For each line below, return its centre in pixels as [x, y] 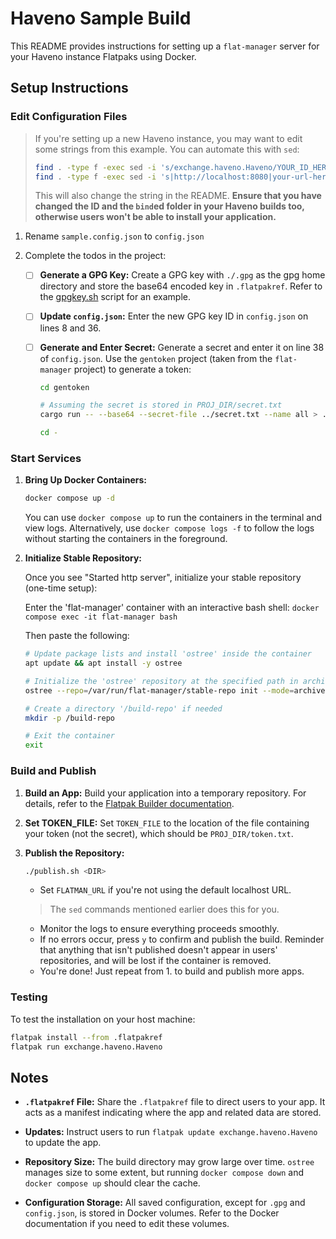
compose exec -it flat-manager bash [101, 617]
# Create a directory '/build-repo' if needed [123, 708]
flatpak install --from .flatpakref [86, 1037]
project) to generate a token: [132, 369]
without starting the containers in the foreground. [126, 539]
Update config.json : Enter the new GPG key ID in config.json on [174, 316]
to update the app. [63, 1143]
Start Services [46, 458]
